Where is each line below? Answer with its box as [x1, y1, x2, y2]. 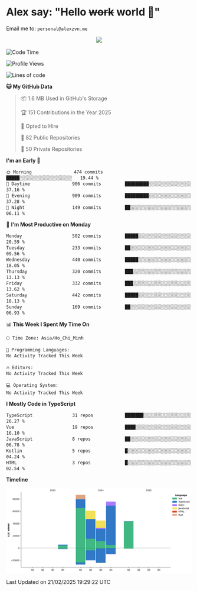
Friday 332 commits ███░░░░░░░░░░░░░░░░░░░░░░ [6, 280, 192, 286]
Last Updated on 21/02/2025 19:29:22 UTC [6, 578, 111, 585]
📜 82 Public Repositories [20, 134, 81, 141]
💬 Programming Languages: [6, 347, 70, 353]
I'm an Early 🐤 [6, 157, 41, 164]
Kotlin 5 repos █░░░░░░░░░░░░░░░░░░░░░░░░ [6, 448, 192, 454]
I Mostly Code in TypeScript [6, 400, 75, 407]
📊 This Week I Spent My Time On [6, 321, 90, 328]
